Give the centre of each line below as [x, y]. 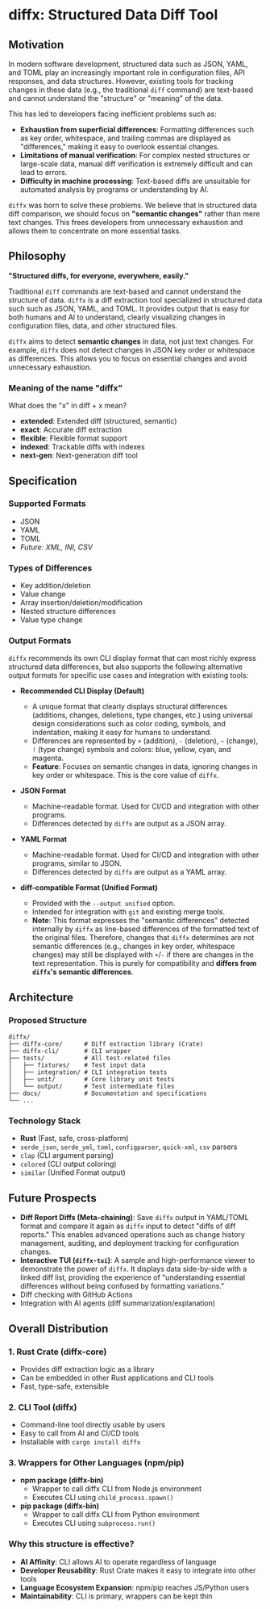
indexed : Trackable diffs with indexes [82, 447]
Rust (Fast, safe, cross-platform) [74, 1139]
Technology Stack [45, 1121]
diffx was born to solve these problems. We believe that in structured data [133, 205]
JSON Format [43, 791]
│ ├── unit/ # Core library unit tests [91, 1080]
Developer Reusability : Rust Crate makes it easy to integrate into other [138, 1570]
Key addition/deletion [55, 586]
